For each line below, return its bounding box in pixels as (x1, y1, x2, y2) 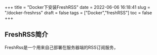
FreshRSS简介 (4, 30, 48, 39)
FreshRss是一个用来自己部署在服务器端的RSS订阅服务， (4, 44, 118, 50)
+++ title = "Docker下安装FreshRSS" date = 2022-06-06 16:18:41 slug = (4, 4, 151, 10)
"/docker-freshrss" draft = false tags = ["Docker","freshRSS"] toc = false (4, 10, 153, 16)
